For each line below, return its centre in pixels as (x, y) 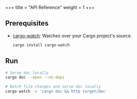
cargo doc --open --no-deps (35, 78)
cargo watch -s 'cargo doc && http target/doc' (57, 91)
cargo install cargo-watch (41, 45)
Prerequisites (27, 23)
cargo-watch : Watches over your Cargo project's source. (72, 36)
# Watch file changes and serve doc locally (53, 87)
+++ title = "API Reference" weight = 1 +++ (50, 7)
